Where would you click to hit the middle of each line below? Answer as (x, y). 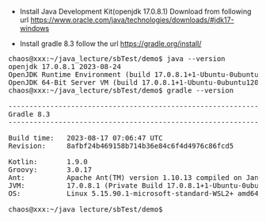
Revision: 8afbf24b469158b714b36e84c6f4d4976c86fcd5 (121, 146)
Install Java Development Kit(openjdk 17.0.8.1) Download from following (135, 11)
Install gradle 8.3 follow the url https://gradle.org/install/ (110, 44)
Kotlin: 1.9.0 (48, 162)
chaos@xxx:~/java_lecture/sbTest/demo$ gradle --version (121, 90)
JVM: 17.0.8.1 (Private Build (85, 186)
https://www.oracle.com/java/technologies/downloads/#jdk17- (133, 20)
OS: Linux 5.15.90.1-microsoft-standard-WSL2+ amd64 (133, 193)
